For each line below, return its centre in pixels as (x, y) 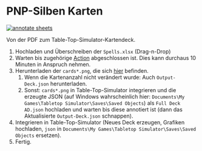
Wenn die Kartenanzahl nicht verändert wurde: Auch (90, 77)
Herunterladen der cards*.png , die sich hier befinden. (82, 70)
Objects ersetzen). (38, 135)
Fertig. (23, 141)
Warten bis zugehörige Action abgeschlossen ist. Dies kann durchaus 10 (105, 58)
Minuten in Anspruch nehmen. (53, 64)
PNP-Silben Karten (55, 11)
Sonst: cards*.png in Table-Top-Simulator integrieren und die (100, 90)
